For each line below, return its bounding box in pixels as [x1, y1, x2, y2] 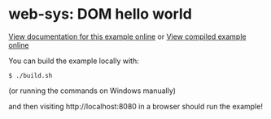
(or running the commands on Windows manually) [8, 86, 177, 96]
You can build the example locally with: [8, 56, 140, 66]
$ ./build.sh [8, 71, 53, 79]
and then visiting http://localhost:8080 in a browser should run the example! [8, 101, 263, 111]
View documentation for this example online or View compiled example [8, 32, 247, 41]
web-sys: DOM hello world [8, 5, 193, 23]
